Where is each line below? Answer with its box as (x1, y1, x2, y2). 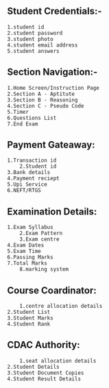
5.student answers (7, 47, 60, 54)
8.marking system (19, 266, 69, 273)
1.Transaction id (7, 157, 57, 164)
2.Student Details (7, 363, 60, 370)
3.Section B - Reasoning (7, 96, 78, 104)
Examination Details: (7, 206, 97, 217)
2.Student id (19, 163, 57, 170)
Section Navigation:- (7, 66, 98, 78)
